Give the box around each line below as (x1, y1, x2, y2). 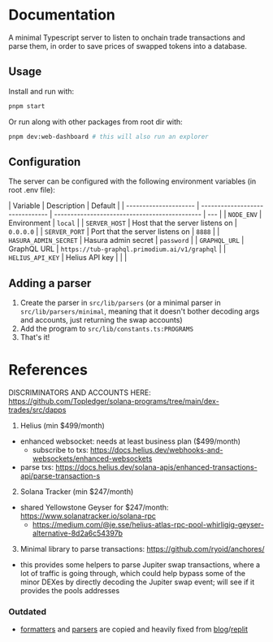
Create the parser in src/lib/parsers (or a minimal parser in (19, 298, 221, 308)
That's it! (19, 332, 50, 342)
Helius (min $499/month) (19, 421, 106, 431)
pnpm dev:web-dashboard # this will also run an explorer (8, 132, 209, 141)
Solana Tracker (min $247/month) (19, 487, 134, 497)
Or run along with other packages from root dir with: (8, 116, 183, 127)
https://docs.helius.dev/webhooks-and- (90, 445, 223, 455)
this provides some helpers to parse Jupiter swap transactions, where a (19, 560, 261, 570)
